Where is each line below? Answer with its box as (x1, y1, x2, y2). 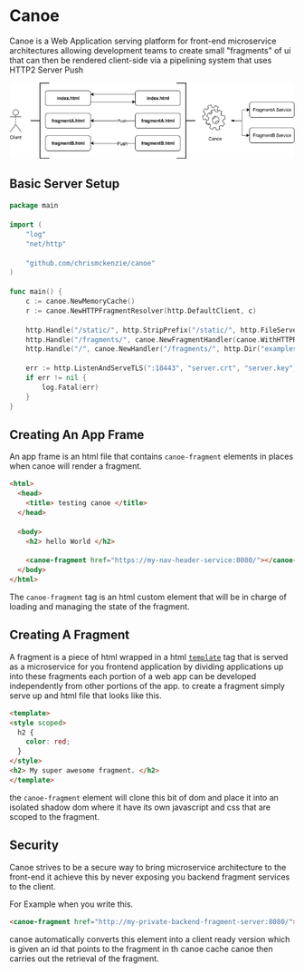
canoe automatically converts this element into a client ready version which (9, 933, 290, 944)
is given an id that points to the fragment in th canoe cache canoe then (9, 943, 273, 954)
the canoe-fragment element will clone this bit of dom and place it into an (9, 792, 279, 803)
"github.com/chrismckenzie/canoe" (25, 258, 156, 268)
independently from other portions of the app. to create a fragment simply (9, 680, 285, 691)
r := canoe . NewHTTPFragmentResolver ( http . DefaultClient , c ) (25, 306, 257, 316)
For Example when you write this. (9, 899, 134, 910)
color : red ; (25, 737, 71, 746)
